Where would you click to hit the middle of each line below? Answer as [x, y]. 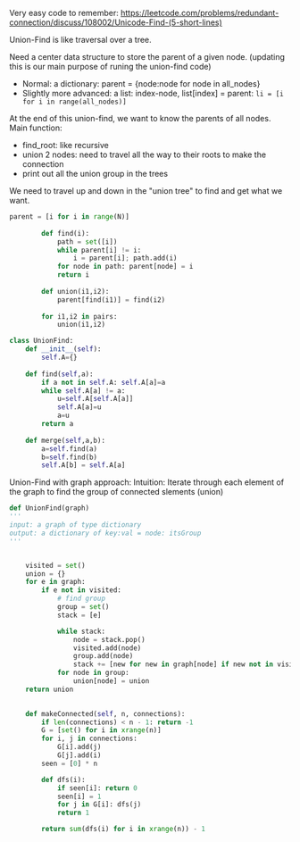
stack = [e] [79, 615]
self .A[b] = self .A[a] [83, 465]
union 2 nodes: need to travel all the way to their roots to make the [144, 154]
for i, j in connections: [90, 739]
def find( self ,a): [59, 374]
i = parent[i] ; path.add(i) [125, 258]
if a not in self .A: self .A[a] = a [104, 382]
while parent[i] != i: [99, 250]
